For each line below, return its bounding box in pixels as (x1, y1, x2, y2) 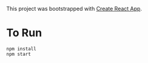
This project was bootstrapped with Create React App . (6, 5, 143, 12)
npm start (6, 51, 32, 57)
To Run (6, 26, 42, 40)
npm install (6, 46, 36, 52)
